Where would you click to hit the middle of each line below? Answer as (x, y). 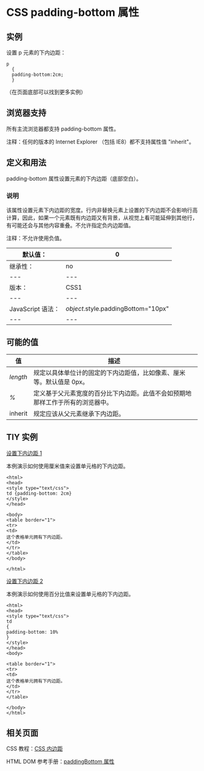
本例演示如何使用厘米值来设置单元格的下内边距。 (67, 466)
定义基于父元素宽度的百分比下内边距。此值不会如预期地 (112, 393)
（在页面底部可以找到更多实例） (46, 92)
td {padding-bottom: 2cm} (39, 493)
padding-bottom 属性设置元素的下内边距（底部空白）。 (74, 178)
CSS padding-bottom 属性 (73, 12)
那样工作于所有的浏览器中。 (73, 402)
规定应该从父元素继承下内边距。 (79, 414)
